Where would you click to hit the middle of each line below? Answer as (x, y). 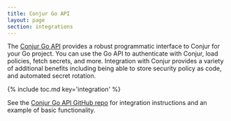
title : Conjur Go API (39, 14)
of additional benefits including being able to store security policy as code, (114, 68)
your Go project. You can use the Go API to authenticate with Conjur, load (113, 54)
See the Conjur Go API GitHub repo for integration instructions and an (107, 103)
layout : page (26, 20)
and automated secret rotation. (52, 76)
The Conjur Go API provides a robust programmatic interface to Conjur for (113, 47)
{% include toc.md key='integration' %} (64, 89)
